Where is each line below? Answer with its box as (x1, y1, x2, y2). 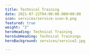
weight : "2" (5, 25, 29, 30)
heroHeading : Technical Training (5, 29, 73, 34)
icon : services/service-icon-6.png (5, 16, 77, 21)
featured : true (5, 20, 36, 26)
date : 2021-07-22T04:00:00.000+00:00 (5, 12, 81, 16)
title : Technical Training (5, 7, 60, 12)
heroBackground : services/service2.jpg (5, 39, 86, 43)
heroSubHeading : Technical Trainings (5, 34, 81, 39)
